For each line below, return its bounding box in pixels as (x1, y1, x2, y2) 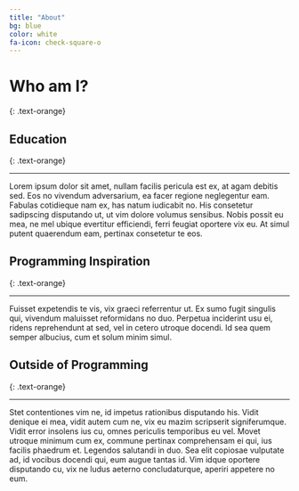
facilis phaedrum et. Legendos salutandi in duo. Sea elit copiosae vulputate (9, 445, 285, 455)
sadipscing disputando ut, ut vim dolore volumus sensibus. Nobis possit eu (9, 209, 284, 219)
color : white (9, 29, 58, 38)
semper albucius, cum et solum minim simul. (9, 331, 172, 342)
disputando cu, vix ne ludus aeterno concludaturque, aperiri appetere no (9, 463, 276, 474)
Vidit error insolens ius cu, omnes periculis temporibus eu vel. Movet (9, 425, 261, 437)
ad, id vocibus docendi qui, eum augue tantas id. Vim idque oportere (9, 454, 261, 464)
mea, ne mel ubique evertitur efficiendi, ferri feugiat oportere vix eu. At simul (9, 219, 290, 229)
